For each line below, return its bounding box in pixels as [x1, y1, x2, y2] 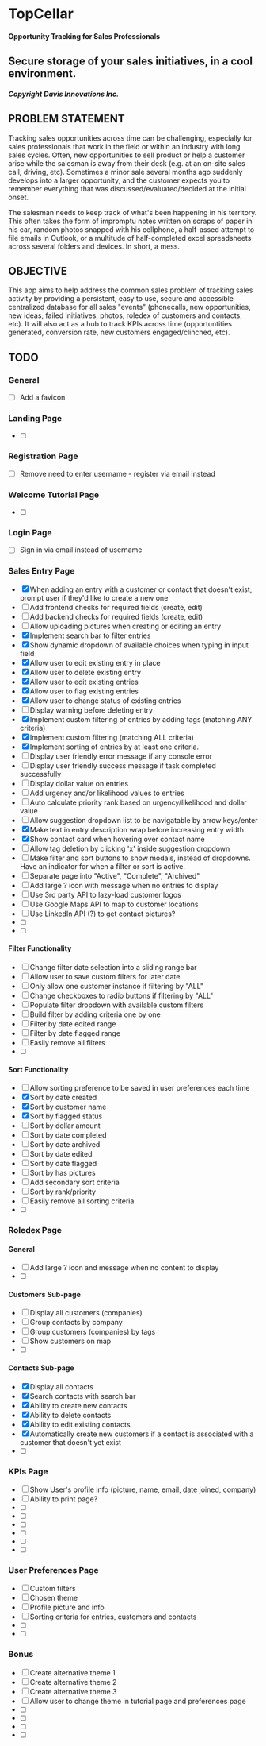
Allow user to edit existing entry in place [29, 658, 161, 667]
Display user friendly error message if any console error [29, 751, 212, 761]
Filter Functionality [8, 944, 72, 953]
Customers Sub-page [8, 1289, 81, 1299]
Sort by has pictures [29, 1169, 97, 1178]
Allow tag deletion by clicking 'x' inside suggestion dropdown [29, 844, 230, 853]
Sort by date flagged [29, 1159, 97, 1169]
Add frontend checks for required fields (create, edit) [29, 602, 203, 612]
